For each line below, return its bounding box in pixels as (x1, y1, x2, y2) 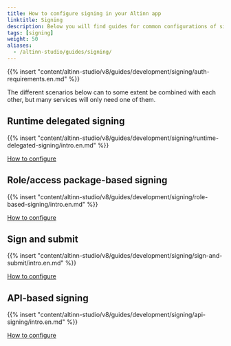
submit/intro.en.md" (7, 259, 64, 267)
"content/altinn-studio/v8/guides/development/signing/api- (37, 311, 206, 319)
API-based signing (7, 292, 89, 304)
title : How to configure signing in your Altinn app (7, 10, 162, 17)
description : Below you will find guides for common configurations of (7, 23, 217, 30)
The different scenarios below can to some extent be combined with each (7, 88, 217, 96)
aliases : (7, 42, 32, 49)
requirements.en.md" (7, 74, 67, 83)
